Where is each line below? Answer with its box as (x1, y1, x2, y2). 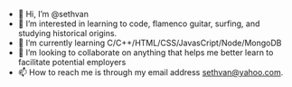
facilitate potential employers (17, 57, 127, 67)
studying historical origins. (17, 28, 118, 38)
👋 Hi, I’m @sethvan (17, 9, 89, 19)
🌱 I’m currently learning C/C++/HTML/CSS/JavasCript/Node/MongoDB (17, 37, 282, 48)
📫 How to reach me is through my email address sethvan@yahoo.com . (17, 67, 284, 77)
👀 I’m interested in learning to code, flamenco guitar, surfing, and (17, 18, 260, 29)
